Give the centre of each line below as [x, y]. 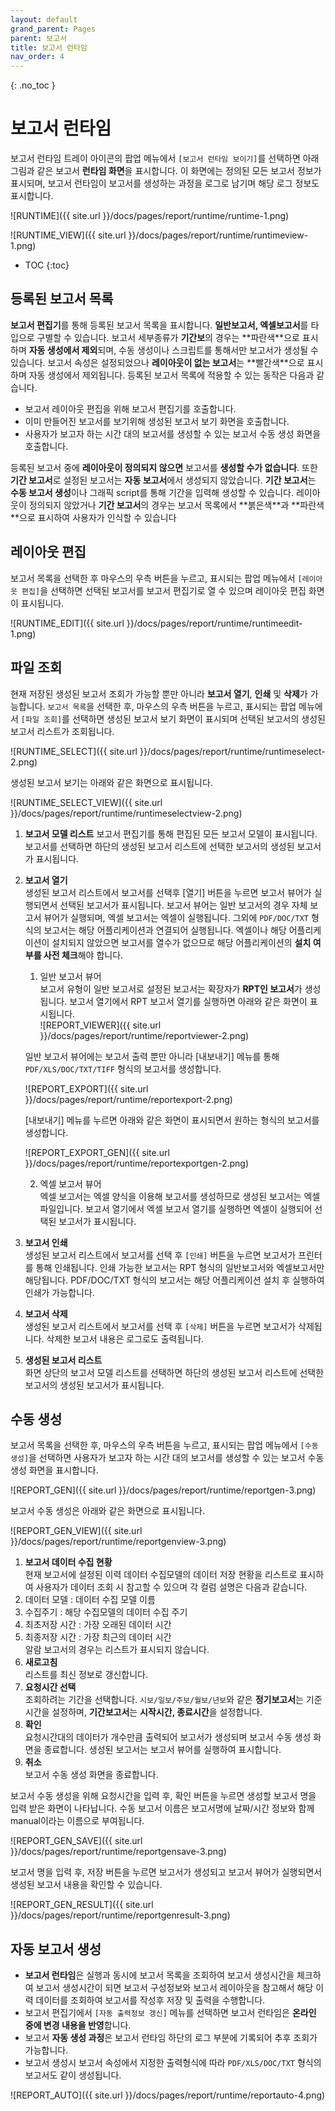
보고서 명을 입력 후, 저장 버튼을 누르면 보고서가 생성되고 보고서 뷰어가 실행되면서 [166, 1872]
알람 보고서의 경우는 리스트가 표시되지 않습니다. [117, 1650]
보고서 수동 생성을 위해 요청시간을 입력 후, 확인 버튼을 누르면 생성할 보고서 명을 [163, 1796]
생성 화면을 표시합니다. [54, 1470]
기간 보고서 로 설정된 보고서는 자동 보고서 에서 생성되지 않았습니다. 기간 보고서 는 [163, 480]
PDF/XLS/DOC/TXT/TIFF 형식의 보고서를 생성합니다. [123, 1068]
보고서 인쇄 [46, 1242]
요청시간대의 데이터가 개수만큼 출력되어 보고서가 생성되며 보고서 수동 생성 [168, 1737]
